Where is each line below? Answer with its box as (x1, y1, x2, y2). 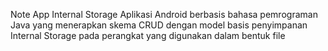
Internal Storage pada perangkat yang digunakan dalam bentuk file (10, 30, 286, 41)
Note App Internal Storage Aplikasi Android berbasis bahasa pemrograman (10, 9, 318, 20)
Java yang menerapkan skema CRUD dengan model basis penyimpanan (10, 19, 308, 31)
